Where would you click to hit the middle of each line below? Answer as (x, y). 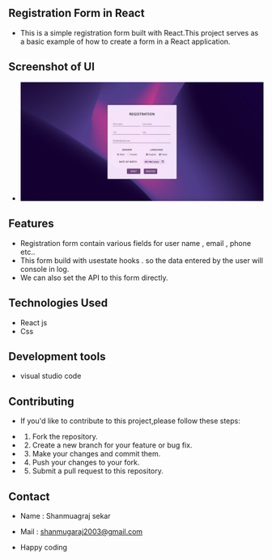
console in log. (45, 269)
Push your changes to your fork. (86, 462)
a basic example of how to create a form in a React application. (125, 41)
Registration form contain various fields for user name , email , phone (136, 243)
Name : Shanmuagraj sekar (65, 516)
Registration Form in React (76, 13)
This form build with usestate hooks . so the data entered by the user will (141, 260)
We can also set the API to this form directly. (94, 278)
